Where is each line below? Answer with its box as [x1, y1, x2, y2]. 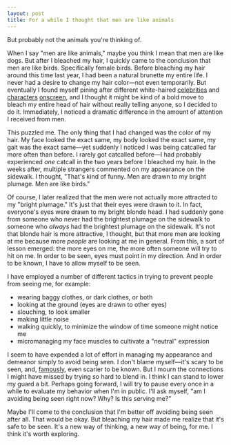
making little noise [17, 315, 69, 323]
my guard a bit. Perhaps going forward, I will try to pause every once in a [7, 379, 214, 388]
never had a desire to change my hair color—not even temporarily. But [7, 78, 207, 86]
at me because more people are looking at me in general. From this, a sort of [7, 237, 225, 245]
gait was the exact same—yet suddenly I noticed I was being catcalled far [7, 143, 217, 151]
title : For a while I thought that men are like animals [7, 17, 174, 23]
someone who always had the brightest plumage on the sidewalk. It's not [7, 222, 215, 230]
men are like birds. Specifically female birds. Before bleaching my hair [7, 63, 205, 72]
